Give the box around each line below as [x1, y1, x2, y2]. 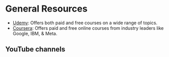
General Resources [5, 3, 88, 15]
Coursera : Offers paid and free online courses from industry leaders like [12, 25, 164, 31]
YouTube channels [5, 45, 65, 53]
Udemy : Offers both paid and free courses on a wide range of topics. [12, 20, 158, 26]
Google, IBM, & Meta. [12, 30, 58, 36]
